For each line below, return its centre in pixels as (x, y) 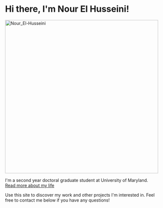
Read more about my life (30, 185)
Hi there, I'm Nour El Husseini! (67, 9)
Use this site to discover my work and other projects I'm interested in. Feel (80, 195)
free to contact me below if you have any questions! (58, 200)
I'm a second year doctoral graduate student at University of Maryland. (77, 180)
